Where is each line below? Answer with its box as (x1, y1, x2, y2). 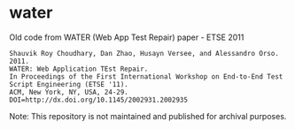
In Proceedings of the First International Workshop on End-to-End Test (9, 72, 283, 81)
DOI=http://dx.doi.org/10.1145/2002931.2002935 (9, 96, 189, 104)
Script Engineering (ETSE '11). (9, 80, 128, 88)
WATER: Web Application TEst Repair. (9, 65, 149, 73)
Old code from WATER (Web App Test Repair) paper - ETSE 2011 (9, 32, 245, 42)
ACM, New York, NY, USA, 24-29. (9, 88, 128, 96)
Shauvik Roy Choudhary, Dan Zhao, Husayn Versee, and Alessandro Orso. (9, 49, 279, 57)
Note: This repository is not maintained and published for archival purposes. (9, 111, 287, 121)
